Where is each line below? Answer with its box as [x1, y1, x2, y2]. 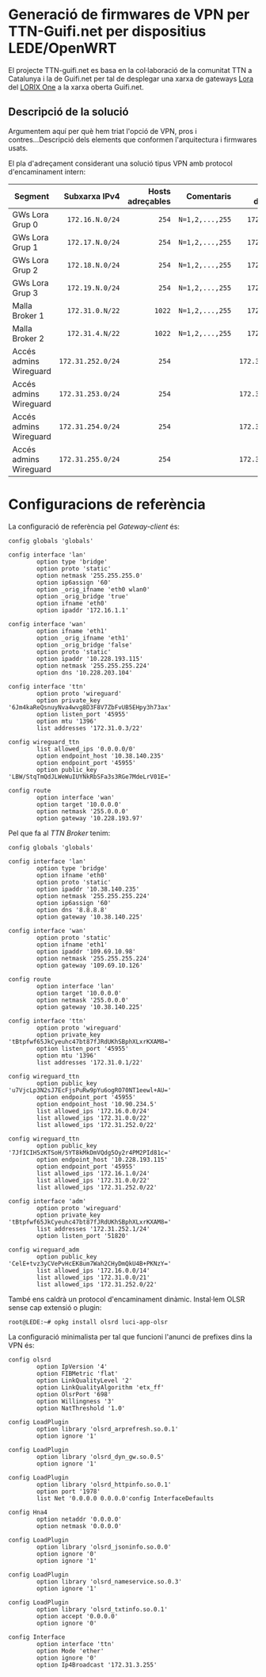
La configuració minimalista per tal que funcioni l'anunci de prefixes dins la [8, 1331, 253, 1341]
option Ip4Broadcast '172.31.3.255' [36, 1660, 158, 1669]
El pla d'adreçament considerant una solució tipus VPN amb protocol [8, 159, 234, 168]
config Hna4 [8, 1508, 47, 1516]
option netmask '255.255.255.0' [36, 571, 144, 579]
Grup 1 [12, 242, 38, 253]
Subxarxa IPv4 [63, 190, 120, 201]
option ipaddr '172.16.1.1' [36, 606, 129, 614]
